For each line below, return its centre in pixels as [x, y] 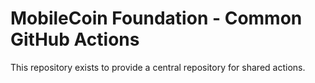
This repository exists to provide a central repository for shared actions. [158, 67]
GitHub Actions [75, 39]
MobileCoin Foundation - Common [156, 18]
